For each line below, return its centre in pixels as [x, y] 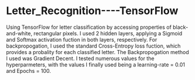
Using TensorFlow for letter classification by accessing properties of [89, 27]
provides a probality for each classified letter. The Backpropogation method [97, 52]
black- [181, 27]
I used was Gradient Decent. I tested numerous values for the [80, 58]
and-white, [19, 33]
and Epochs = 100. [28, 71]
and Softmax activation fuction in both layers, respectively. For [82, 39]
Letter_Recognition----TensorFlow [92, 11]
